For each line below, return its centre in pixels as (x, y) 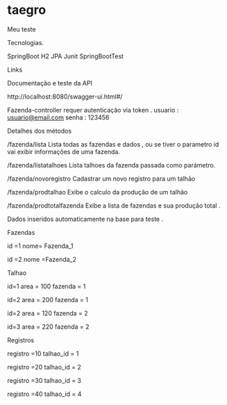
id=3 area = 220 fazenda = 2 (48, 327)
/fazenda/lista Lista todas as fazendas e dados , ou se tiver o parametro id (113, 144)
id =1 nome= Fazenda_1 (40, 246)
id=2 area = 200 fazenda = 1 (48, 299)
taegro (27, 10)
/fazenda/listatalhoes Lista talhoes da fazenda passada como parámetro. (111, 165)
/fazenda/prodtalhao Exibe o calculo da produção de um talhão (98, 192)
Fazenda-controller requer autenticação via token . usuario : (93, 110)
